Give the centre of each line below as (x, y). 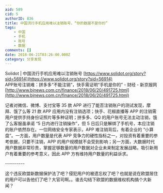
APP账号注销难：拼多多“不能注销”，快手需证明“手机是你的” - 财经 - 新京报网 (81, 85)
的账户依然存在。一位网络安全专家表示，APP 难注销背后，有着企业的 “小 (77, 129)
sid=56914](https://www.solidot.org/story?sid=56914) (59, 79)
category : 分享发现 (23, 59)
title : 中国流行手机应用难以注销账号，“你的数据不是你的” (56, 23)
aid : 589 (14, 9)
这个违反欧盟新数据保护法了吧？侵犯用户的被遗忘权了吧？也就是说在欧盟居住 (81, 174)
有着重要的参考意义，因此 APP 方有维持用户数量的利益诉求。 (70, 154)
